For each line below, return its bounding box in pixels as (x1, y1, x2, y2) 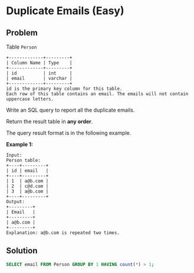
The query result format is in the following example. (6, 129, 131, 136)
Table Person (6, 43, 37, 50)
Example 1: (6, 141, 34, 148)
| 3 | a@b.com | (6, 188, 49, 194)
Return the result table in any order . (6, 118, 93, 125)
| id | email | (6, 168, 49, 174)
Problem (6, 28, 38, 38)
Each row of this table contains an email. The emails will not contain (6, 91, 189, 97)
